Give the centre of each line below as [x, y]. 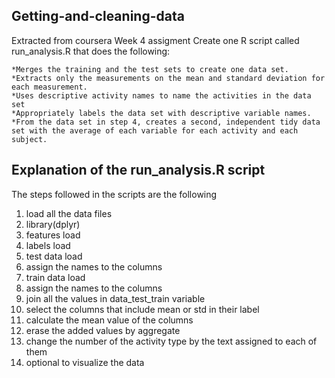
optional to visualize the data [85, 362]
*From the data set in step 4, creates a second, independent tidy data [166, 122]
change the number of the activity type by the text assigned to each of [171, 341]
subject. [29, 139]
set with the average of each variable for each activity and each [155, 130]
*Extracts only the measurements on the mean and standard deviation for [168, 78]
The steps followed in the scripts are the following [114, 194]
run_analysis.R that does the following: [91, 51]
